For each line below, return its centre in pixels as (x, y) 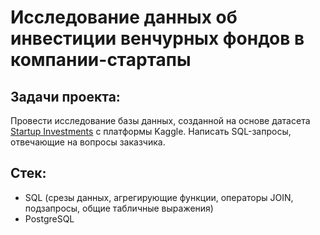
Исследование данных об (124, 17)
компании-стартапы (101, 60)
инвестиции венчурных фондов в (157, 38)
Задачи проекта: (65, 96)
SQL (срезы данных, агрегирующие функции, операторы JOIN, (159, 197)
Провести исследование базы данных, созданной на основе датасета (160, 120)
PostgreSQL (49, 218)
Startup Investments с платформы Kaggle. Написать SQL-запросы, (151, 131)
